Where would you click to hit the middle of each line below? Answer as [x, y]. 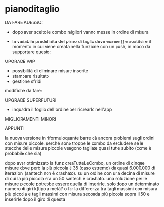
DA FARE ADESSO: [24, 22]
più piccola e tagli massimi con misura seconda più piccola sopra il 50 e [78, 194]
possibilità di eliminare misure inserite [50, 71]
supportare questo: [32, 52]
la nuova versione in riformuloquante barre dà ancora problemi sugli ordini [80, 138]
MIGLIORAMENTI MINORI [31, 119]
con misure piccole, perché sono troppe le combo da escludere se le [74, 143]
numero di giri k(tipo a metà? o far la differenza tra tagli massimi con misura [81, 188]
